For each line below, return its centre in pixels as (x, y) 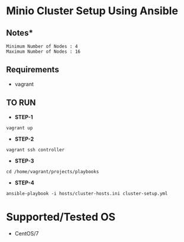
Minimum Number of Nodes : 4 (42, 46)
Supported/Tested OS (61, 217)
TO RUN (21, 103)
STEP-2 (24, 139)
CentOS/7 (27, 233)
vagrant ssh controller (35, 149)
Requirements (33, 70)
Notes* (20, 33)
